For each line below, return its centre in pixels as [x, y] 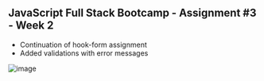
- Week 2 [31, 26]
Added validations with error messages [84, 53]
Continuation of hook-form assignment [83, 44]
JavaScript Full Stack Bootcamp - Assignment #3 [132, 13]
